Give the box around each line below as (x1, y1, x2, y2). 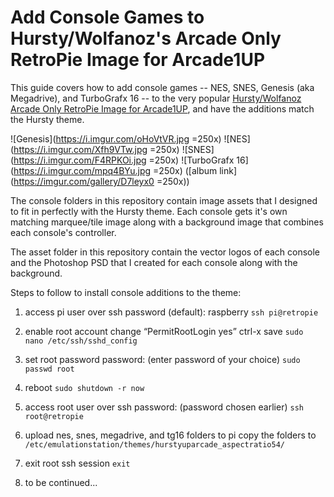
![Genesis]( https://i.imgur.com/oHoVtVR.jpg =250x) (10, 132, 222, 145)
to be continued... (24, 476, 98, 488)
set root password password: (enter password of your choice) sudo (24, 353, 301, 365)
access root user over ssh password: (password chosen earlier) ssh (24, 401, 304, 413)
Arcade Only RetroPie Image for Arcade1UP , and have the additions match (10, 102, 315, 115)
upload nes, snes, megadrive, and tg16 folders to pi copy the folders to (24, 429, 317, 441)
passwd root (24, 364, 75, 374)
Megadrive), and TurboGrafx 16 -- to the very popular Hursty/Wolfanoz (10, 92, 302, 104)
